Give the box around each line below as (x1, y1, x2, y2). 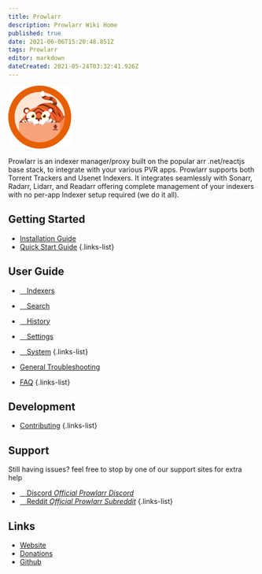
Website (19, 540, 47, 550)
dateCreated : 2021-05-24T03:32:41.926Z (8, 63, 139, 71)
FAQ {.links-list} (19, 377, 71, 387)
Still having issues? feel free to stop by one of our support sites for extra (8, 465, 242, 474)
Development (8, 400, 76, 413)
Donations (19, 548, 54, 558)
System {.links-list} (26, 346, 89, 356)
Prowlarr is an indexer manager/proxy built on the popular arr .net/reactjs (8, 156, 245, 165)
